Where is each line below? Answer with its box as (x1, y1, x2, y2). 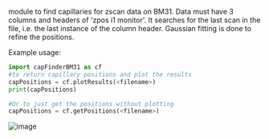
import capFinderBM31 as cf (8, 63, 103, 71)
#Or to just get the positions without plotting (8, 100, 174, 108)
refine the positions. (8, 32, 75, 42)
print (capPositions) (8, 85, 78, 93)
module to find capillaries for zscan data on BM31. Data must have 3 (8, 7, 234, 16)
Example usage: (8, 48, 62, 57)
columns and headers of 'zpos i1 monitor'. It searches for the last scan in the (8, 15, 261, 25)
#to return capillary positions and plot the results (8, 70, 193, 78)
